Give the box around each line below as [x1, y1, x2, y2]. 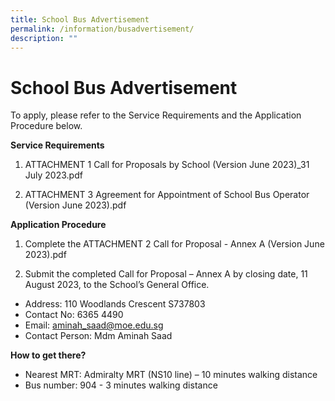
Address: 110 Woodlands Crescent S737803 [24, 298, 206, 310]
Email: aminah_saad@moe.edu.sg [24, 319, 164, 331]
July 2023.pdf [24, 169, 83, 181]
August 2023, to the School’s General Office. [24, 279, 210, 291]
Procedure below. [10, 120, 83, 132]
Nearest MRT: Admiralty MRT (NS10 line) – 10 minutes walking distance [24, 369, 318, 381]
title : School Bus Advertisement [10, 14, 150, 25]
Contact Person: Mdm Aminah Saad [24, 330, 173, 342]
